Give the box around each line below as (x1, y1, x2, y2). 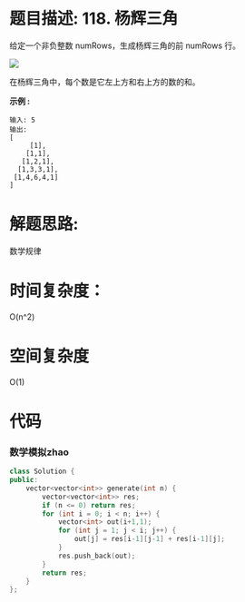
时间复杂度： (9, 281, 106, 301)
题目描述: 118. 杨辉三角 (9, 8, 179, 29)
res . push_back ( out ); (57, 551, 136, 560)
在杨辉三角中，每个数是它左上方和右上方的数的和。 (9, 76, 201, 87)
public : (9, 476, 39, 485)
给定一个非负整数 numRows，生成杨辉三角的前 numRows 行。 (9, 40, 241, 51)
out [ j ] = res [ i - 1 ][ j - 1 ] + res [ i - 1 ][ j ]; (73, 535, 225, 544)
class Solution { (9, 467, 75, 477)
